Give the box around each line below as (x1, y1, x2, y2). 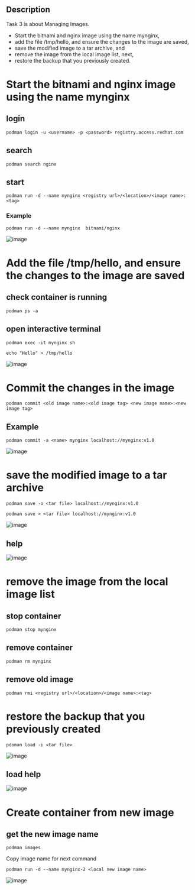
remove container (6, 643, 73, 653)
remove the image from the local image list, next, (14, 50, 134, 58)
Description (6, 5, 50, 15)
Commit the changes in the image (6, 381, 175, 394)
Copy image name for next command (6, 855, 96, 862)
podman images (6, 845, 41, 851)
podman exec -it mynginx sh (6, 339, 76, 345)
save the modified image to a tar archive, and (14, 44, 125, 51)
